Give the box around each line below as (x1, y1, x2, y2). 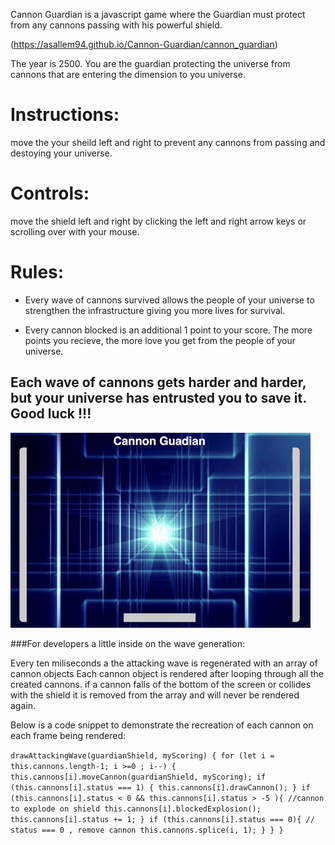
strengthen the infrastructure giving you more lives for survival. (24, 304, 286, 316)
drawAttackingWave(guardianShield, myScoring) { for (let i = (10, 750, 275, 761)
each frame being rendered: (10, 729, 126, 741)
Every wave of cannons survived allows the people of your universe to (24, 294, 315, 306)
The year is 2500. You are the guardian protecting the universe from (10, 58, 291, 69)
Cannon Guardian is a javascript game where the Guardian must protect (10, 9, 306, 20)
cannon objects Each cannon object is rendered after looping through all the (10, 667, 325, 679)
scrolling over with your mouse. (10, 225, 140, 238)
